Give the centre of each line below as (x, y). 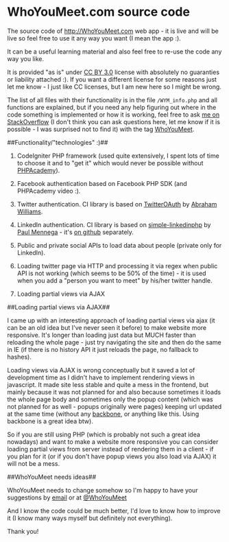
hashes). (20, 357)
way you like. (26, 58)
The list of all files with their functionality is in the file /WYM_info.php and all (112, 99)
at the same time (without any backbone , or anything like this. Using (103, 414)
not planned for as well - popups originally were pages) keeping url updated (114, 406)
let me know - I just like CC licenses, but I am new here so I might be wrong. (114, 86)
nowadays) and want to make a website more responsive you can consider (113, 441)
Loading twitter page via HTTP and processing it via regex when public (117, 266)
